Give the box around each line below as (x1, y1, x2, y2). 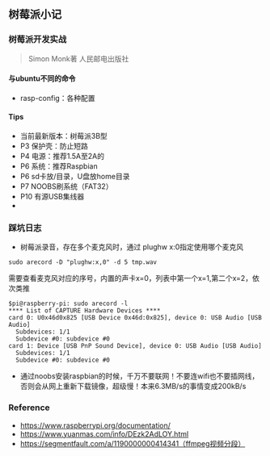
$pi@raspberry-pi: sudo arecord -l (8, 299, 129, 308)
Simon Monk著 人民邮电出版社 (27, 53, 129, 63)
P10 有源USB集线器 (19, 192, 85, 202)
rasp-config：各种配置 (19, 93, 95, 102)
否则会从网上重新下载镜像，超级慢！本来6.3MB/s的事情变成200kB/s (19, 382, 247, 391)
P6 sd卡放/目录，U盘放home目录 (19, 172, 130, 182)
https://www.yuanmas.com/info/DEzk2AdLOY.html (19, 429, 189, 438)
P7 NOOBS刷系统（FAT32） (19, 182, 113, 191)
